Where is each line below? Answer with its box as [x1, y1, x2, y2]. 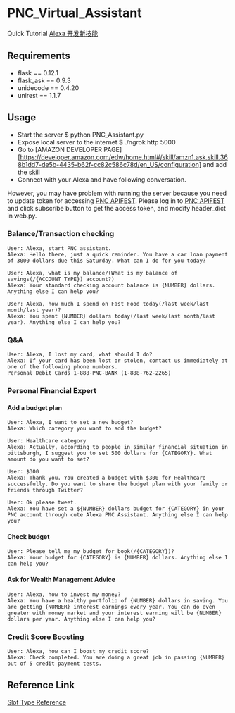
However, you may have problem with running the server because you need [7, 189, 227, 197]
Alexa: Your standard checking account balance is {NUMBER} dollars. [7, 282, 216, 289]
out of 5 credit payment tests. [7, 660, 102, 667]
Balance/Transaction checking [7, 229, 115, 239]
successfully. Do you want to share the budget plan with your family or [7, 480, 229, 488]
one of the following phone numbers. [7, 364, 118, 371]
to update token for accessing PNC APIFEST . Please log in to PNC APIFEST [7, 196, 225, 205]
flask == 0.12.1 [17, 68, 58, 77]
